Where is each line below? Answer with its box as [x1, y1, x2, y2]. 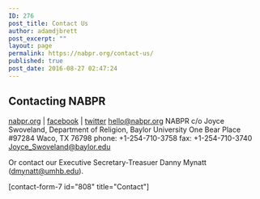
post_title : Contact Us [8, 19, 89, 28]
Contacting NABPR [8, 95, 106, 108]
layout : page [8, 42, 53, 50]
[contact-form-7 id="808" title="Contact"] [8, 181, 150, 191]
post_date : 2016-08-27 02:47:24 [8, 65, 117, 73]
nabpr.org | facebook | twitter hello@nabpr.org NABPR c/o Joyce [8, 116, 225, 125]
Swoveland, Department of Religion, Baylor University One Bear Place [8, 125, 241, 134]
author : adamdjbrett [8, 27, 79, 35]
